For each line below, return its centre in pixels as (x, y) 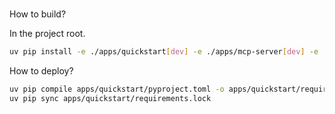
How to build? (38, 14)
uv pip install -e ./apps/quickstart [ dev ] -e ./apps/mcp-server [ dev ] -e (164, 52)
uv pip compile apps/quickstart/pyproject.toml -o (117, 89)
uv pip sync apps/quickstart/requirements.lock (110, 98)
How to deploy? (41, 71)
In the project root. (47, 34)
